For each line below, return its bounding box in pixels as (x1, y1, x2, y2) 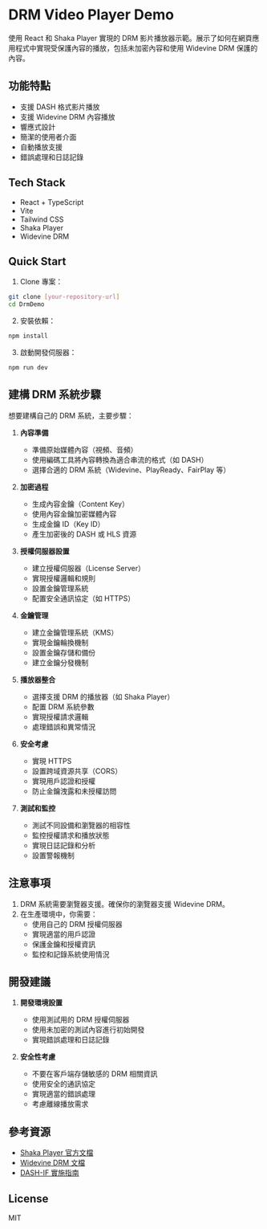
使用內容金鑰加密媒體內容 (31, 508, 117, 519)
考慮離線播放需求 (31, 1099, 89, 1109)
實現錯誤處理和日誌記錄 (31, 1035, 110, 1045)
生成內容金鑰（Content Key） (31, 499, 130, 508)
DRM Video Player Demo (8, 6, 175, 24)
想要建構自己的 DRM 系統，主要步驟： (8, 410, 134, 420)
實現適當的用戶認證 (31, 929, 96, 939)
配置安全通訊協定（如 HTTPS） (31, 593, 135, 603)
